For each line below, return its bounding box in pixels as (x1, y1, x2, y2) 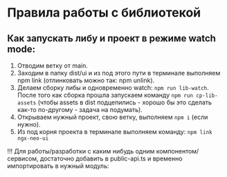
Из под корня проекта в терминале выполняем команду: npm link (17, 128, 212, 136)
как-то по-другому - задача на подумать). (17, 106, 143, 113)
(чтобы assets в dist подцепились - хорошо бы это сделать (37, 98, 212, 106)
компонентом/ (156, 147, 199, 155)
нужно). (17, 120, 41, 129)
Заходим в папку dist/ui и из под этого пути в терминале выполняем (17, 69, 221, 77)
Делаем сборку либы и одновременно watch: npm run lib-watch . (17, 84, 209, 91)
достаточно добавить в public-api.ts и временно (40, 154, 183, 162)
